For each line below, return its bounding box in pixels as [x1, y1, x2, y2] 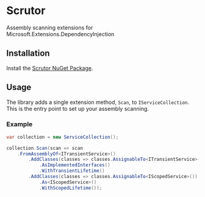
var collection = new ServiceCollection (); [6, 134, 119, 140]
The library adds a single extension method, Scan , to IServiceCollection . [6, 98, 189, 106]
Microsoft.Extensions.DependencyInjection [6, 30, 115, 37]
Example [6, 120, 33, 128]
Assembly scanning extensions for [6, 24, 93, 31]
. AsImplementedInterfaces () [38, 162, 111, 168]
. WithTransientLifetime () [38, 168, 105, 174]
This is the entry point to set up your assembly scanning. [6, 105, 149, 112]
